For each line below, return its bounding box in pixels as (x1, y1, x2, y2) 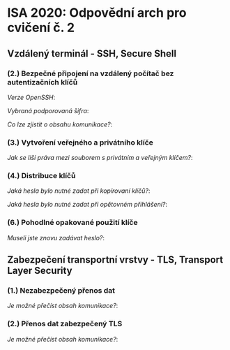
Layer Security (7, 265, 72, 277)
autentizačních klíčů (7, 77, 78, 87)
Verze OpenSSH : (7, 93, 56, 101)
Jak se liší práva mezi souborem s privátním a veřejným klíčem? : (7, 154, 193, 162)
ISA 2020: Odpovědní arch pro (7, 5, 187, 21)
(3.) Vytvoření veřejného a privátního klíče (7, 138, 153, 147)
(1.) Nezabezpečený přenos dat (7, 286, 116, 296)
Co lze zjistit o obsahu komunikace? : (7, 120, 113, 129)
